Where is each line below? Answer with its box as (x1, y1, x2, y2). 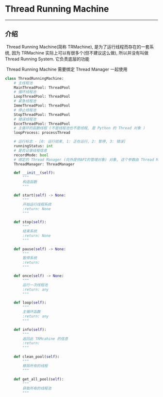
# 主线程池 (14, 80, 33, 86)
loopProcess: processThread (14, 130, 70, 135)
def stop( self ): (14, 220, 47, 225)
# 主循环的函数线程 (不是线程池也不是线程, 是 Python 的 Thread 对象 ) (14, 126, 146, 131)
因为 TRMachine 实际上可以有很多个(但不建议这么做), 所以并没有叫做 (11, 50, 149, 55)
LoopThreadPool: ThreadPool (14, 94, 70, 99)
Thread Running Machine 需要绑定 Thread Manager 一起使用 (6, 66, 128, 72)
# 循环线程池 (14, 90, 36, 94)
